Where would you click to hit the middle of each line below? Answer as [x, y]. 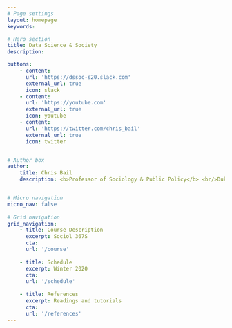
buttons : [20, 64]
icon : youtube [46, 116]
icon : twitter [46, 142]
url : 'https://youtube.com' [66, 103]
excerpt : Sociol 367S [57, 237]
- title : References [49, 295]
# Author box [26, 160]
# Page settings [30, 13]
